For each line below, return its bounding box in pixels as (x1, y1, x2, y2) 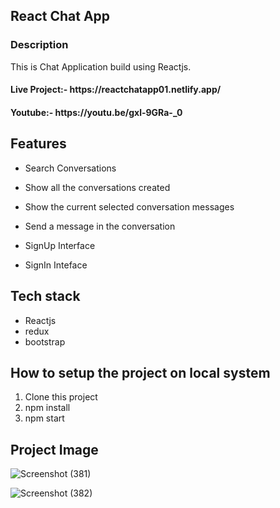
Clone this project (24, 391, 98, 403)
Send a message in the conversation (24, 220, 176, 232)
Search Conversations (24, 162, 117, 174)
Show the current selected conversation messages (24, 200, 235, 213)
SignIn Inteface (24, 259, 88, 271)
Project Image (10, 441, 99, 458)
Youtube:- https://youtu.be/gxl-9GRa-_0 (10, 106, 183, 118)
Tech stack (10, 288, 81, 305)
